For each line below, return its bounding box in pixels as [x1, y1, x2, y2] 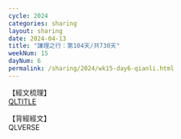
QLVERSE [8, 122, 40, 132]
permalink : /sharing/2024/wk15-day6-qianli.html [8, 65, 175, 73]
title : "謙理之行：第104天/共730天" [8, 42, 121, 50]
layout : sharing [8, 27, 63, 35]
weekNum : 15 [8, 49, 48, 57]
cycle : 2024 [8, 11, 48, 20]
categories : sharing [8, 19, 78, 27]
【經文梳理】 [8, 87, 51, 97]
